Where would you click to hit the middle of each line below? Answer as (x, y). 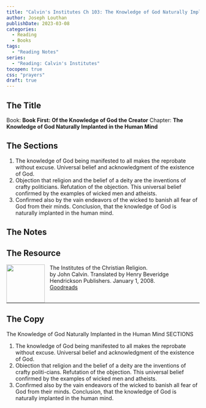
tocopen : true (25, 69)
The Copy (25, 319)
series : (16, 58)
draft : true (21, 80)
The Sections (32, 146)
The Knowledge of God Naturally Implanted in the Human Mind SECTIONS (100, 334)
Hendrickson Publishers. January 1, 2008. (102, 280)
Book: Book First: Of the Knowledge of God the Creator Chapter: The (95, 120)
